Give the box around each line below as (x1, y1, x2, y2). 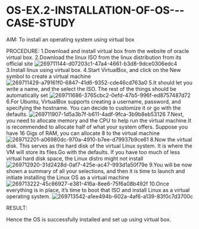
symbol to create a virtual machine (6, 73, 91, 80)
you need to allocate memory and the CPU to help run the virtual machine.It (6, 117, 192, 124)
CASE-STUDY (6, 16, 76, 30)
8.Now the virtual (150, 136, 192, 143)
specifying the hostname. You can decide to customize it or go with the (6, 104, 181, 111)
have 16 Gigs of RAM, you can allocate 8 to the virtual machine (6, 129, 160, 137)
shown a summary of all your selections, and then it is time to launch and (6, 167, 185, 174)
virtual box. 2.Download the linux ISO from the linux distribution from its (6, 54, 182, 61)
